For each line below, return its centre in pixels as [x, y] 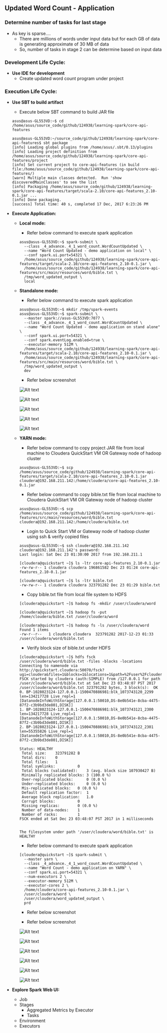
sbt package [56, 143]
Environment [32, 1021]
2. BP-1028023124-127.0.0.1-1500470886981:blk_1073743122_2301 [86, 727]
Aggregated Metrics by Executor [60, 1010]
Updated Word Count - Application [60, 8]
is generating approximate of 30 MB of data [64, 44]
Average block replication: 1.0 [57, 797]
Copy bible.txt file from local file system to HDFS [77, 594]
